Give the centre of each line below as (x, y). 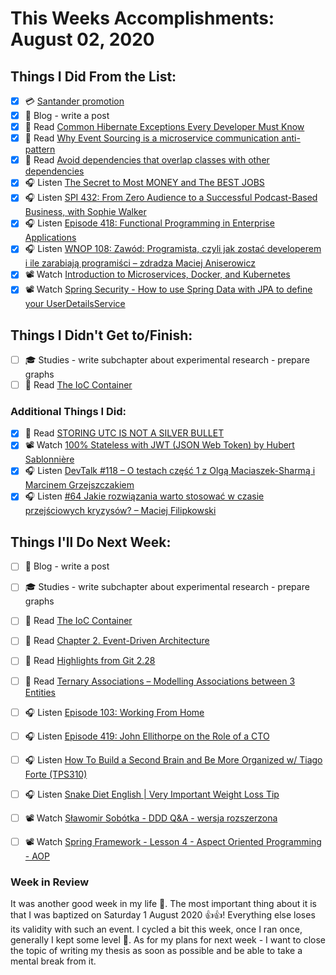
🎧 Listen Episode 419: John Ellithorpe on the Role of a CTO (147, 736)
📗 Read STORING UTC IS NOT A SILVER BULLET (124, 433)
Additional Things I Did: (68, 412)
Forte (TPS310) (56, 774)
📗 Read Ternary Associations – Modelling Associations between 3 (160, 681)
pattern (40, 149)
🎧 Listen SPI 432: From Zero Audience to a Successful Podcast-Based (171, 198)
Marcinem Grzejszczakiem (79, 485)
